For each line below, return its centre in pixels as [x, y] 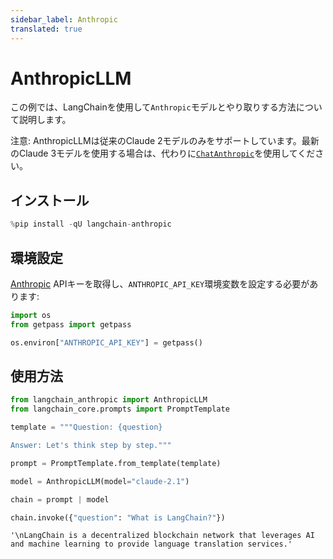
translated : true [46, 29]
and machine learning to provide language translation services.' [151, 544]
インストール [50, 200]
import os [31, 315]
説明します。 [45, 120]
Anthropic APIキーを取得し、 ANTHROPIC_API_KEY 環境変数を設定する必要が [160, 283]
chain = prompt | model [60, 499]
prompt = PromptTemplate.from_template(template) [116, 463]
